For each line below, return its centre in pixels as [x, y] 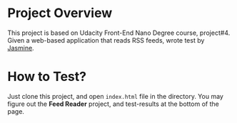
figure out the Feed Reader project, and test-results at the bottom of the [113, 104]
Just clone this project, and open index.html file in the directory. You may [115, 96]
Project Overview [60, 13]
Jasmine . [21, 48]
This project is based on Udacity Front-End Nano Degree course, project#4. [119, 33]
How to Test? [47, 77]
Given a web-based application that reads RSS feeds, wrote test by [106, 40]
